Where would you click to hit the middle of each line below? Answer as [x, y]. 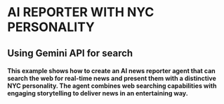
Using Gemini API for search [70, 53]
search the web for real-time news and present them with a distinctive [112, 79]
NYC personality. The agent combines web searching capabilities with [112, 86]
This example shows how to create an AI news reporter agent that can [111, 71]
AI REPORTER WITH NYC [81, 12]
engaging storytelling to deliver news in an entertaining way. [98, 93]
